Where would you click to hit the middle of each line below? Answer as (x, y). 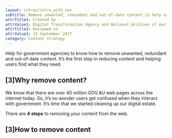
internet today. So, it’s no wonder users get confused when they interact (81, 98)
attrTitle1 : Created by (31, 19)
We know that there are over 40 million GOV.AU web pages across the (79, 92)
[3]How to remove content (48, 130)
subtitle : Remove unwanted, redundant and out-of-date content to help (83, 15)
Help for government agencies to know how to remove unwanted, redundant (86, 53)
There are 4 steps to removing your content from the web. (67, 113)
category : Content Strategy (35, 39)
